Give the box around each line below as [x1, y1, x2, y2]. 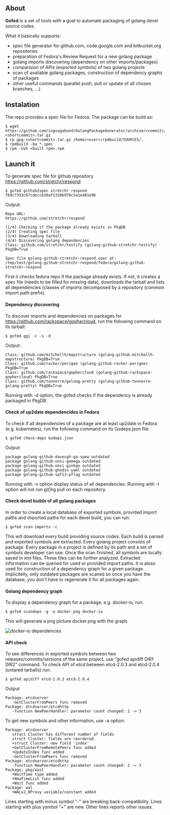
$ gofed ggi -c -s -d [5, 333, 51, 338]
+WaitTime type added [12, 772, 58, 777]
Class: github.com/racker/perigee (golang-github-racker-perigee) [5, 361, 148, 366]
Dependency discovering [5, 301, 60, 308]
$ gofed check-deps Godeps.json [5, 435, 73, 440]
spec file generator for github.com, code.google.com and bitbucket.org [12, 43, 161, 49]
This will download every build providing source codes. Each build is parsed [5, 533, 164, 539]
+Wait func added [12, 781, 49, 786]
